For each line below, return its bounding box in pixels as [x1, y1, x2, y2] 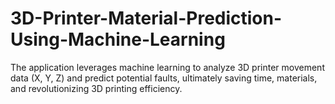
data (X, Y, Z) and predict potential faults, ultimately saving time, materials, [10, 72, 318, 84]
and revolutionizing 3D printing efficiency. [10, 82, 183, 94]
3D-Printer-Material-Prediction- [10, 7, 283, 30]
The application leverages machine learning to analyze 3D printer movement [10, 61, 325, 73]
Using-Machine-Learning [10, 28, 226, 51]
